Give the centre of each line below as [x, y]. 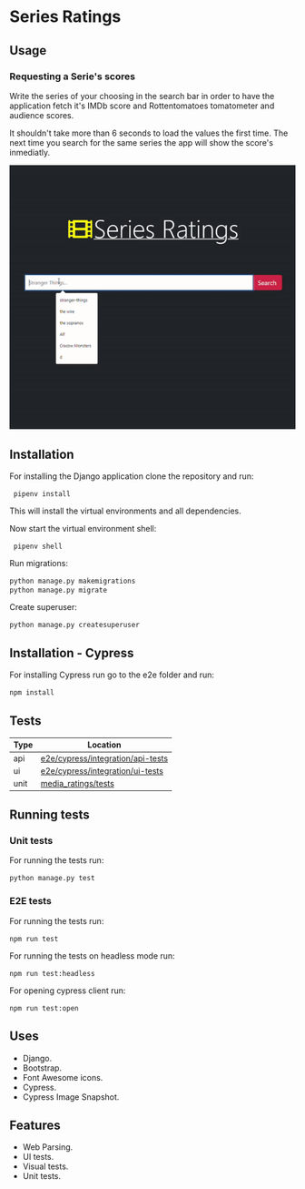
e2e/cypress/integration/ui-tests [102, 770]
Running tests [50, 815]
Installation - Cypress [72, 653]
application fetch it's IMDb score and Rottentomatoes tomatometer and [142, 106]
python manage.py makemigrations [73, 581]
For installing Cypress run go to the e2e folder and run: [112, 675]
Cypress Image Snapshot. [71, 1097]
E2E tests [30, 901]
